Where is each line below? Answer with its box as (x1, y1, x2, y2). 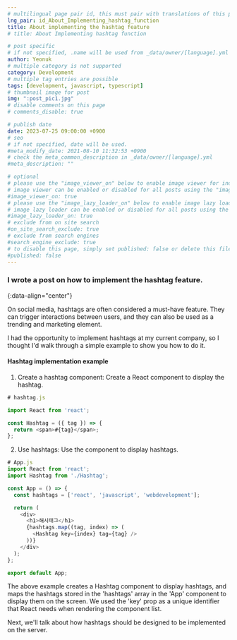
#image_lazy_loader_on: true (7, 212, 93, 219)
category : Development (7, 68, 74, 76)
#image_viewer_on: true (7, 193, 78, 200)
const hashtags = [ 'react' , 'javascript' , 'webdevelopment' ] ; (13, 491, 200, 498)
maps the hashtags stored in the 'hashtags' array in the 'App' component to (7, 590, 227, 598)
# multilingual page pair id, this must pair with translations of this (7, 10, 226, 18)
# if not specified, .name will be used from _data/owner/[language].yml (7, 49, 229, 56)
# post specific (7, 43, 55, 50)
